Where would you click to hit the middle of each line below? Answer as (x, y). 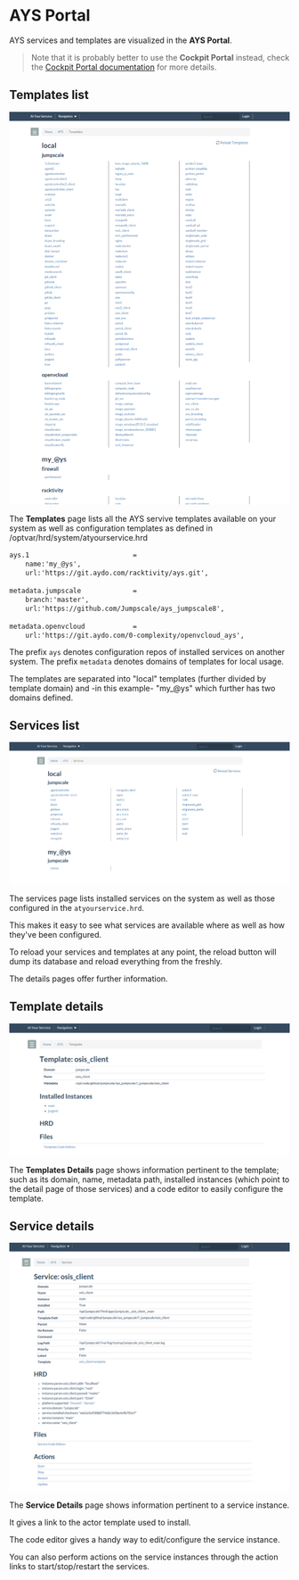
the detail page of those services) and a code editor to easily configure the (146, 1188)
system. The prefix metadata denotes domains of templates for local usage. (147, 661)
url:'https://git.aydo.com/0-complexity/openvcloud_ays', (135, 635)
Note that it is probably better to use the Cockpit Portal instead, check (160, 57)
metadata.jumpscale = (73, 591)
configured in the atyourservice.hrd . (77, 908)
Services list (44, 725)
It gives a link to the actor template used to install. (100, 1523)
